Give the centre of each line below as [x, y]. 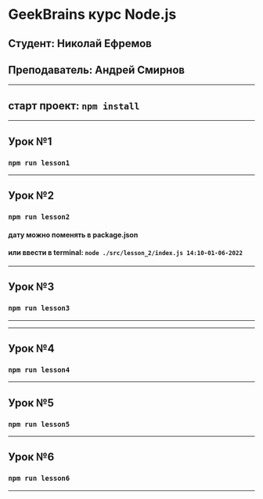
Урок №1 [30, 142]
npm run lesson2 [39, 217]
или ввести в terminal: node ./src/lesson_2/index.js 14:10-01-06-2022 [126, 253]
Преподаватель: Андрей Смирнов [97, 69]
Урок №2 [31, 196]
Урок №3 [31, 287]
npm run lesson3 [39, 308]
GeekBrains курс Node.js [92, 15]
